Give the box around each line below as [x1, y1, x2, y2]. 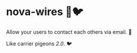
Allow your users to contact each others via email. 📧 [6, 28, 132, 36]
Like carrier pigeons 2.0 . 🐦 [6, 40, 72, 47]
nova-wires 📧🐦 [6, 5, 83, 19]
